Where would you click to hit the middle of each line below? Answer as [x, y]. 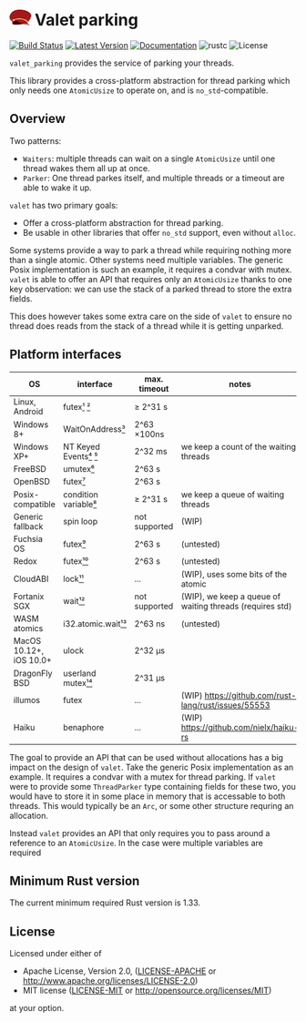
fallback [28, 526]
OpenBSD [31, 482]
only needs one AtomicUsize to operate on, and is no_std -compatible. [139, 90]
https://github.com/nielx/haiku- [240, 728]
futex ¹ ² [77, 406]
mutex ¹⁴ [78, 682]
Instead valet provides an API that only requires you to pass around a [140, 833]
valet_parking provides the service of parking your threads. [122, 63]
